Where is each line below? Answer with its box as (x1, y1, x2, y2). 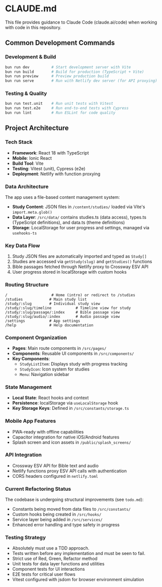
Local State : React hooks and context (12, 395, 89, 401)
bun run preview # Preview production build (5, 74, 109, 79)
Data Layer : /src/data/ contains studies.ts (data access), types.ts (12, 215, 147, 220)
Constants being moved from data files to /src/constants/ (12, 506, 131, 512)
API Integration (5, 451, 42, 458)
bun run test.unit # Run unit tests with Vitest (5, 101, 113, 106)
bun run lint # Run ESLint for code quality (5, 110, 116, 116)
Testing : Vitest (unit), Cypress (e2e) (12, 165, 86, 171)
